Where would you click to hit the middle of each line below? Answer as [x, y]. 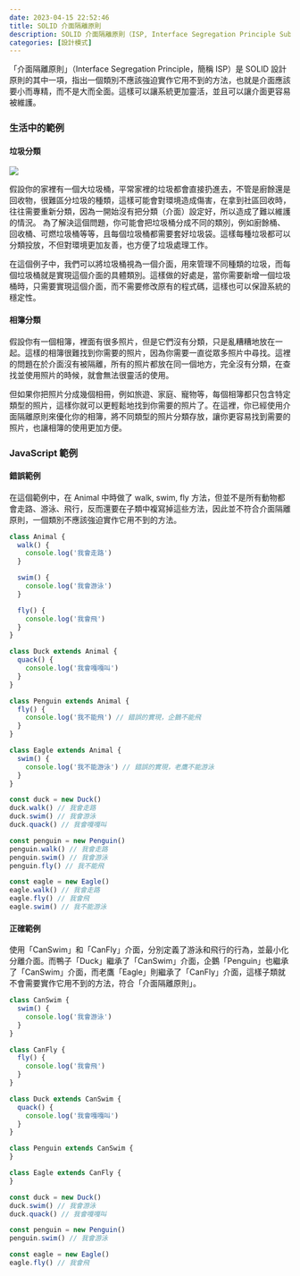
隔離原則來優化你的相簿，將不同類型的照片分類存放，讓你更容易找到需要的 [154, 416]
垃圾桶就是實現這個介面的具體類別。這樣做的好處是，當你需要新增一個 [146, 275]
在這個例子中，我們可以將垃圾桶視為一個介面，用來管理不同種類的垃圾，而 [146, 264]
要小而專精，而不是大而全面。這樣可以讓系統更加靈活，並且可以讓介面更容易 [150, 91]
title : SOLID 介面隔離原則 [55, 26]
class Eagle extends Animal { [66, 751]
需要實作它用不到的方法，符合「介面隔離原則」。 [112, 984]
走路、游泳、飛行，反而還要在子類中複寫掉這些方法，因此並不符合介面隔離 [154, 508]
